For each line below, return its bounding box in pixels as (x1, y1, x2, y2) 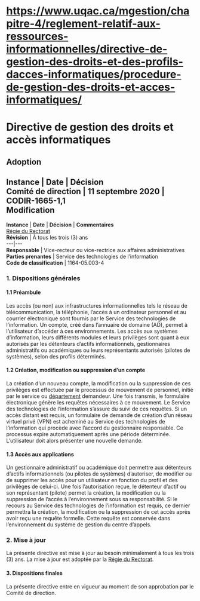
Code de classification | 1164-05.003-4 (6, 259, 104, 266)
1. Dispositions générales (6, 274, 81, 282)
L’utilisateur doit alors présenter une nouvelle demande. (6, 437, 143, 444)
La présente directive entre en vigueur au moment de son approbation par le (6, 582, 194, 590)
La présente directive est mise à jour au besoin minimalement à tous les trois (6, 550, 195, 557)
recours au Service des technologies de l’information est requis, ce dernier (6, 502, 190, 509)
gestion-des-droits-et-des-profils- (6, 55, 184, 69)
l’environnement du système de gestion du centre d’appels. (6, 521, 152, 528)
